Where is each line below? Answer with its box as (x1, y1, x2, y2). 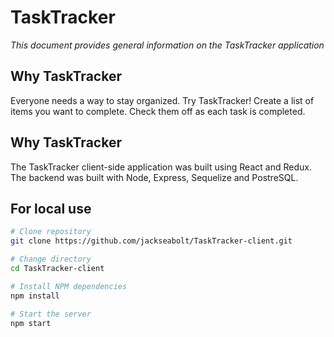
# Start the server (10, 309, 92, 319)
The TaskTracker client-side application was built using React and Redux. (10, 161, 312, 173)
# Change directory (10, 254, 92, 265)
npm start (10, 318, 52, 328)
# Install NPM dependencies (10, 281, 128, 291)
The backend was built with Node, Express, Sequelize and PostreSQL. (10, 171, 299, 183)
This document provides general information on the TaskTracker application (10, 39, 325, 51)
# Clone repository (10, 227, 92, 237)
